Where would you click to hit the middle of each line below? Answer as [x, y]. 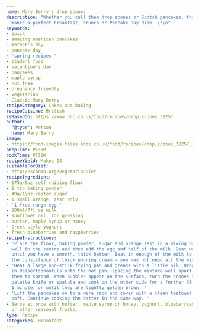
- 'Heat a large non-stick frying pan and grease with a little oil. [94, 266]
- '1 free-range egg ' [34, 205]
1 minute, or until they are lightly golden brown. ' [79, 288]
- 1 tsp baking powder [34, 188]
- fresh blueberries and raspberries [53, 232]
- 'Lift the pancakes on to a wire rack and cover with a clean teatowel [99, 293]
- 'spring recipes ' [32, 56]
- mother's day [25, 45]
